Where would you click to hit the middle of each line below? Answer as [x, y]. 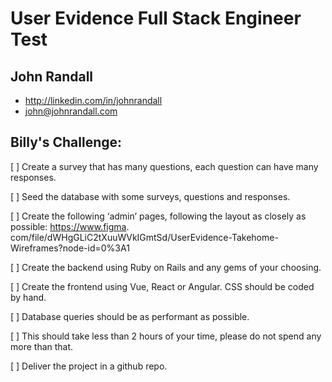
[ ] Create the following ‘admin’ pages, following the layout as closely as [158, 216]
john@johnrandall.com [71, 111]
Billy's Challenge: [66, 142]
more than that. [42, 346]
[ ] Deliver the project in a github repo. [89, 366]
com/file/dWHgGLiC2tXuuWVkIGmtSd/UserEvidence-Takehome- [144, 237]
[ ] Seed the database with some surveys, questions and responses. [150, 196]
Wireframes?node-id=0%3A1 [70, 248]
